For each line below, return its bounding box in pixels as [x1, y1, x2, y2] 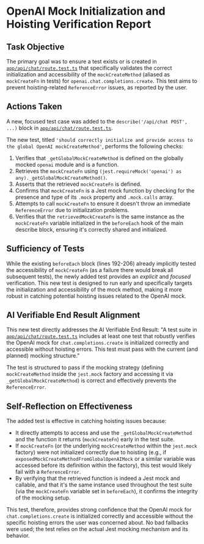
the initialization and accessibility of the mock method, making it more [6, 285, 182, 293]
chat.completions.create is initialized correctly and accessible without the [6, 512, 194, 520]
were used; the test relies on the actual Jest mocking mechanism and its [6, 526, 188, 533]
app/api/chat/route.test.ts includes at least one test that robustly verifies [6, 333, 195, 340]
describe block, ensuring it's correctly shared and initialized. [15, 226, 168, 233]
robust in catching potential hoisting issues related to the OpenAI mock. [6, 292, 186, 300]
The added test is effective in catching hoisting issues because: [6, 417, 167, 425]
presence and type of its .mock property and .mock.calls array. [15, 193, 174, 200]
